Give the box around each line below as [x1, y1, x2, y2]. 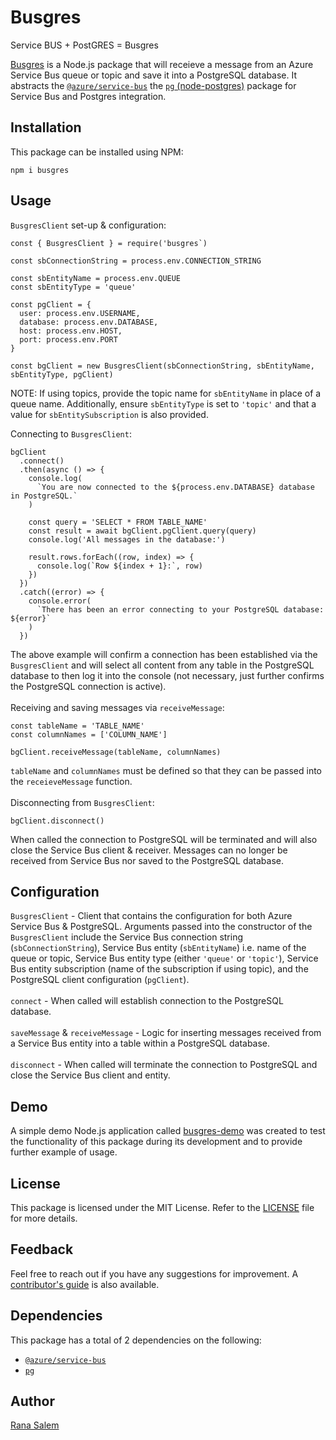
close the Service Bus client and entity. [10, 1069, 171, 1081]
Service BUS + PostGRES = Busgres [10, 39, 159, 51]
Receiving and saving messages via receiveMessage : [10, 701, 225, 713]
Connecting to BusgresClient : [10, 427, 132, 440]
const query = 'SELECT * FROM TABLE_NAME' [28, 517, 208, 527]
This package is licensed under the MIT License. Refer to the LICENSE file [10, 1202, 315, 1213]
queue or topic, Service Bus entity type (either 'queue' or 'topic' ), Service [10, 952, 319, 965]
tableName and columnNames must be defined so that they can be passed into [10, 764, 322, 776]
